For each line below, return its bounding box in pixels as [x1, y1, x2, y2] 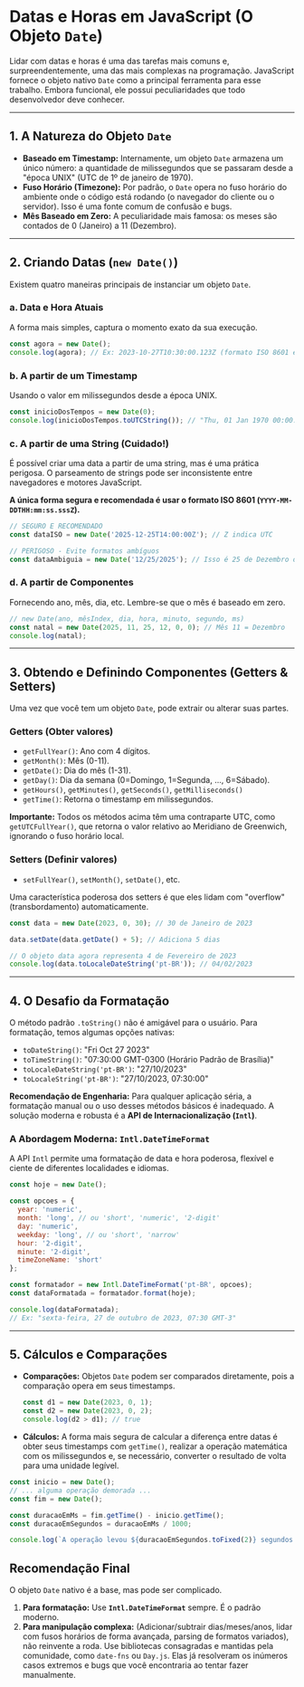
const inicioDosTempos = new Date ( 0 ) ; [9, 407, 156, 416]
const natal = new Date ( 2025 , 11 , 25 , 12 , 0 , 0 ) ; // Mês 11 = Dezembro [9, 623, 286, 632]
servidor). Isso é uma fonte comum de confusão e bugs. [22, 201, 233, 212]
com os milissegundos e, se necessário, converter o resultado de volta [22, 1451, 287, 1462]
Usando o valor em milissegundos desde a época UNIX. [9, 389, 217, 400]
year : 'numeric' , [17, 1206, 83, 1215]
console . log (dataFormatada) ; [9, 1305, 119, 1314]
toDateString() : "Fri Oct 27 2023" [22, 1044, 150, 1055]
